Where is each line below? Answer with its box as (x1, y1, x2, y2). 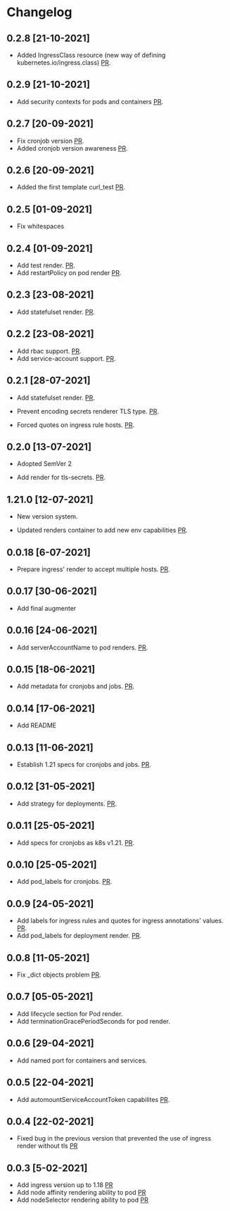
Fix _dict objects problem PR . (16, 970, 101, 979)
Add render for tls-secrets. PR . (16, 473, 106, 482)
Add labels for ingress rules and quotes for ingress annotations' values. (16, 916, 224, 925)
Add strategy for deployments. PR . (16, 799, 117, 808)
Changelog (6, 4, 72, 20)
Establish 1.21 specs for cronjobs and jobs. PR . (16, 761, 152, 768)
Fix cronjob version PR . (16, 137, 84, 145)
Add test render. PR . (16, 261, 75, 270)
